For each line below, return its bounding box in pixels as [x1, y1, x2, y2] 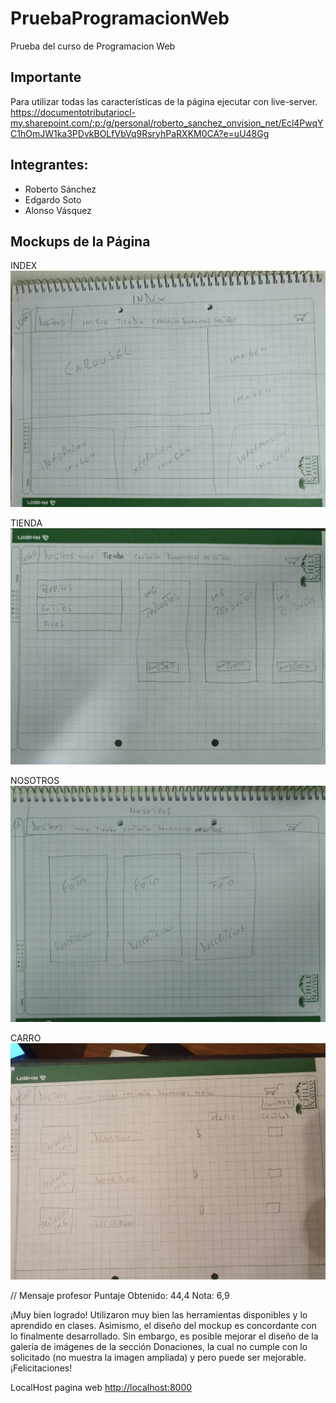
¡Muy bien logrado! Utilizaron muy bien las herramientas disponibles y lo [10, 1309, 308, 1321]
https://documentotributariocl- [10, 106, 137, 118]
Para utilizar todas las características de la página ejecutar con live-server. [10, 95, 318, 107]
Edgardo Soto [24, 193, 82, 206]
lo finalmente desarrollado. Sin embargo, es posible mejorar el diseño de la [10, 1330, 319, 1342]
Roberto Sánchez [24, 183, 97, 195]
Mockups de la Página [10, 233, 151, 250]
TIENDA [10, 517, 43, 529]
